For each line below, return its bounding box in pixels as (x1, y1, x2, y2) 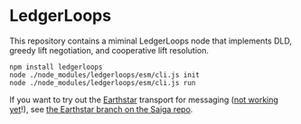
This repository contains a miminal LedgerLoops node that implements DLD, (9, 35, 292, 46)
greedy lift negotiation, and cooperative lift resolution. (9, 44, 210, 55)
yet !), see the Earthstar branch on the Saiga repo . (9, 103, 193, 114)
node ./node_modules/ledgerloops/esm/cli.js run (9, 78, 196, 87)
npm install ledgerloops (9, 62, 103, 72)
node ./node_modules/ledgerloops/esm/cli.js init (9, 70, 201, 80)
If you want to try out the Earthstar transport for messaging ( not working (9, 94, 278, 105)
